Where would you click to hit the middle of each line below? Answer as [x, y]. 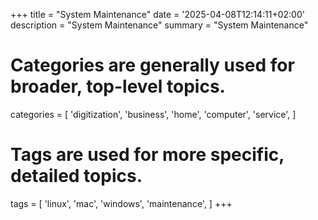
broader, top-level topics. [118, 86]
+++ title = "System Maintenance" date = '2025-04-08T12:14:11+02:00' [157, 14]
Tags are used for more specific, [147, 155]
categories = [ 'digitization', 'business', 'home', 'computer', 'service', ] [153, 114]
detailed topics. [76, 176]
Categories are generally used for [152, 65]
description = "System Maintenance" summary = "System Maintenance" [159, 25]
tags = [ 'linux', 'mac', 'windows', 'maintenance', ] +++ [121, 203]
